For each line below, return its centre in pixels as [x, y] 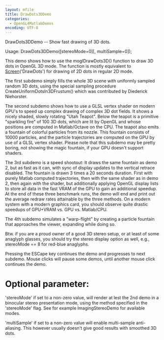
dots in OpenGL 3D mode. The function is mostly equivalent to [68, 66]
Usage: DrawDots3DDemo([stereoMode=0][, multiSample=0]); [68, 52]
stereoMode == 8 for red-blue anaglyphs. [47, 244]
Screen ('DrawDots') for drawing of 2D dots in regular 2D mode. [69, 71]
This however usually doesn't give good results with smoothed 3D [90, 328]
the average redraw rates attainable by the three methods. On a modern [78, 199]
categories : [17, 19]
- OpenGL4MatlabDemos [32, 23]
